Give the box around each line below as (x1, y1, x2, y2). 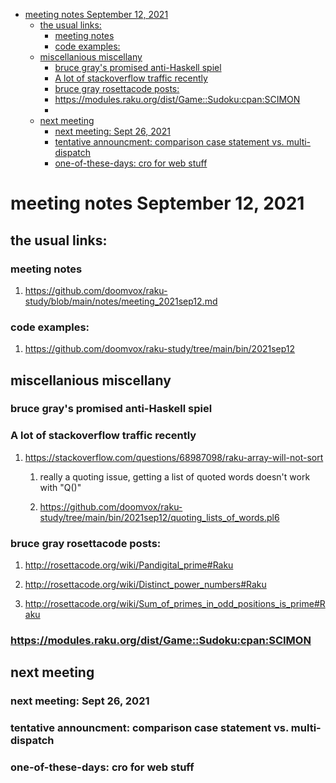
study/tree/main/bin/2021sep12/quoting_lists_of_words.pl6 (39, 511, 280, 523)
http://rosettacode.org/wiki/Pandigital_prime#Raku (24, 559, 234, 571)
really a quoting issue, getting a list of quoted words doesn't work (39, 470, 311, 483)
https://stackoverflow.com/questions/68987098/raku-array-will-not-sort (24, 451, 324, 463)
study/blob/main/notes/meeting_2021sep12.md (24, 295, 218, 307)
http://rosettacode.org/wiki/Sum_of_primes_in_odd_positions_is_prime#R (24, 598, 326, 610)
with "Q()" (39, 481, 82, 493)
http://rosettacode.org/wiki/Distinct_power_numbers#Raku (24, 579, 267, 591)
